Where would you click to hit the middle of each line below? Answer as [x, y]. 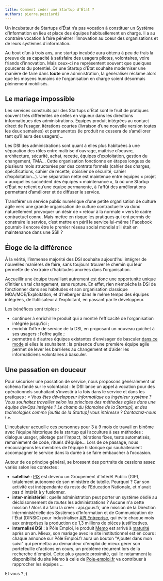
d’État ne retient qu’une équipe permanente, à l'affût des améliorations [76, 187]
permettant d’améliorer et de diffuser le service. [53, 192]
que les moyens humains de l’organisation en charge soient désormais [75, 79]
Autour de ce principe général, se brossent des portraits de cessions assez [80, 462]
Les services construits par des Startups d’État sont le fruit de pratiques [77, 111]
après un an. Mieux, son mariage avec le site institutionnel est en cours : [84, 533]
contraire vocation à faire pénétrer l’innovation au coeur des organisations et [81, 38]
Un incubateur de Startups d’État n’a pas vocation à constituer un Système [80, 28]
